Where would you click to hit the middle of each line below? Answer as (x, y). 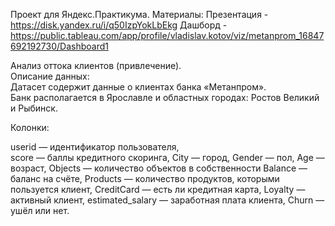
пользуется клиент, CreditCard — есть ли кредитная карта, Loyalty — (158, 189)
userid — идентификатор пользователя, (95, 147)
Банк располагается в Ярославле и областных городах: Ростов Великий (165, 97)
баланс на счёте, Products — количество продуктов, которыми (145, 178)
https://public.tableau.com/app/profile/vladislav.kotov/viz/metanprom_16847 (167, 35)
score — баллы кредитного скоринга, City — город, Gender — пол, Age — (167, 157)
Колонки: (30, 127)
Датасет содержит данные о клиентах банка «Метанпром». (138, 87)
